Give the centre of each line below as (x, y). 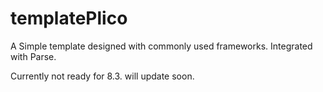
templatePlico (69, 18)
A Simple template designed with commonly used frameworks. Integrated (161, 46)
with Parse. (33, 56)
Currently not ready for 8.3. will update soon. (102, 76)
